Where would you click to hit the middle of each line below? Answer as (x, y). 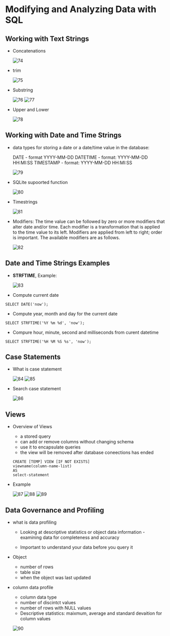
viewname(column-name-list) (42, 466)
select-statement (31, 475)
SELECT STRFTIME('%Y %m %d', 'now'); (45, 323)
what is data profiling (34, 522)
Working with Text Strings (47, 39)
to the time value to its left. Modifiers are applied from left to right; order (88, 232)
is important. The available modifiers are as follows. (66, 237)
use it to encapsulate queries (50, 447)
